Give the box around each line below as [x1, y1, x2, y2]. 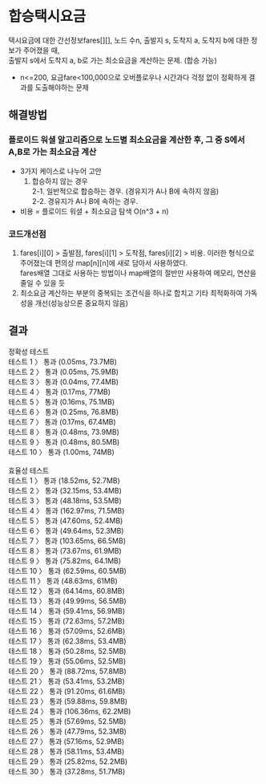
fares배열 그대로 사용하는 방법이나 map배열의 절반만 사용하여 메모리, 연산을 [19, 268, 256, 278]
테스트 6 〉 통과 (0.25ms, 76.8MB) [8, 407, 119, 416]
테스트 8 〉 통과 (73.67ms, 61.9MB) [8, 546, 122, 555]
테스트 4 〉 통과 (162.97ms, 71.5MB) [8, 506, 125, 515]
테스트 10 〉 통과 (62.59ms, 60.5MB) [8, 566, 127, 575]
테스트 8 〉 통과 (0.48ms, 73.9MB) [8, 427, 120, 437]
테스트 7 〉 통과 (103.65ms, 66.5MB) [8, 535, 127, 546]
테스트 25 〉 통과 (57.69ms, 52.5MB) [8, 716, 127, 726]
